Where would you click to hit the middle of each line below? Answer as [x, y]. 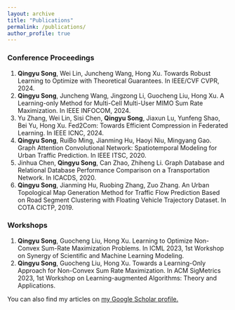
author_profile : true [39, 33]
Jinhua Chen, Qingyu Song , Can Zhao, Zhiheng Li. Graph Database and [121, 163]
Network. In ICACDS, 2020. [57, 177]
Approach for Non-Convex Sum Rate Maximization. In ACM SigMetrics [119, 270]
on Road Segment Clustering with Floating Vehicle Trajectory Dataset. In [122, 200]
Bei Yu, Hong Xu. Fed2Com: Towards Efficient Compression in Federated [123, 125]
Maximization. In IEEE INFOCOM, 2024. [74, 110]
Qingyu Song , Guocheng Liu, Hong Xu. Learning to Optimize [105, 241]
